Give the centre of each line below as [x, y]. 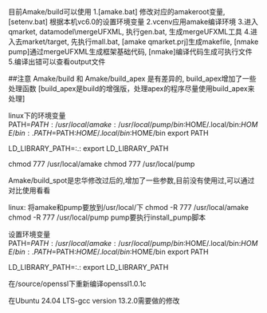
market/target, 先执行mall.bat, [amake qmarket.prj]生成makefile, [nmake [140, 42]
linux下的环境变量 [37, 115]
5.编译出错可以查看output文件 [57, 61]
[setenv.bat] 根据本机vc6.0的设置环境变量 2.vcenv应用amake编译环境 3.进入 [133, 22]
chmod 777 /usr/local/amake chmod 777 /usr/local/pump [102, 164]
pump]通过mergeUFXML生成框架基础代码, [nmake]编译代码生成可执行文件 [130, 52]
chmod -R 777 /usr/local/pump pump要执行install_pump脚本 [107, 217]
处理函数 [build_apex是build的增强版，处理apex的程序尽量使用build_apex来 [132, 89]
